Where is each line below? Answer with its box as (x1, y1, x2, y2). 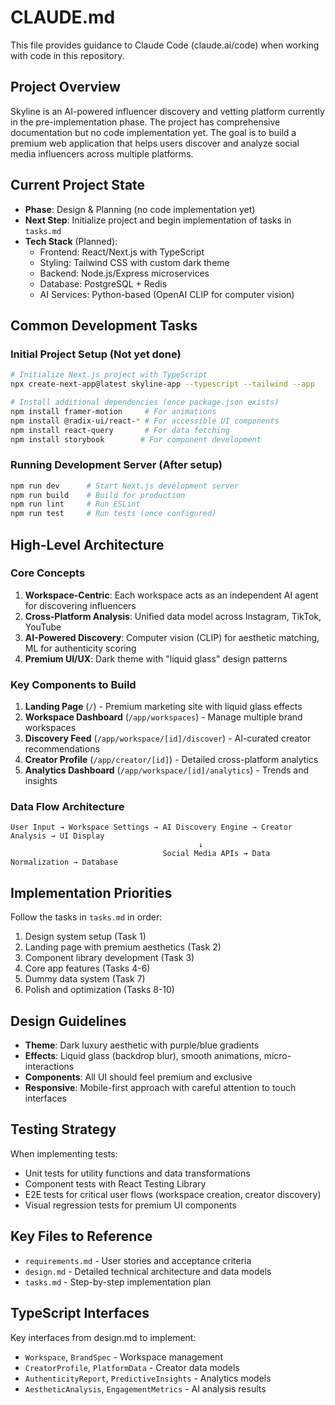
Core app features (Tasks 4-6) (24, 962, 151, 975)
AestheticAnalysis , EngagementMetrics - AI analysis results (24, 1382, 267, 1395)
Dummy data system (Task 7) (24, 973, 146, 985)
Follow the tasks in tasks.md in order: (10, 911, 163, 923)
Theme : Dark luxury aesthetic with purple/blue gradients (24, 1039, 260, 1051)
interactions (24, 1061, 75, 1073)
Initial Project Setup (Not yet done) (10, 347, 182, 361)
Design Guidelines (10, 1012, 127, 1030)
